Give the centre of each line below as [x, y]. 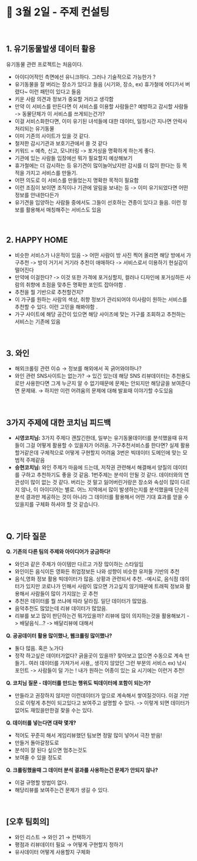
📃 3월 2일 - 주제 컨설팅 [58, 12]
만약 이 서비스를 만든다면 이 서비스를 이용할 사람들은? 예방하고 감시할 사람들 [101, 106]
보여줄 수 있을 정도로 [38, 757]
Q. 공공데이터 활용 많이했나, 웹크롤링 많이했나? [59, 636]
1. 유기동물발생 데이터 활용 [51, 49]
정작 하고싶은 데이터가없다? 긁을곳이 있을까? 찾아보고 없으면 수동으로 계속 [99, 655]
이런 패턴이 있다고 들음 [55, 92]
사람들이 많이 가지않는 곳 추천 [64, 593]
